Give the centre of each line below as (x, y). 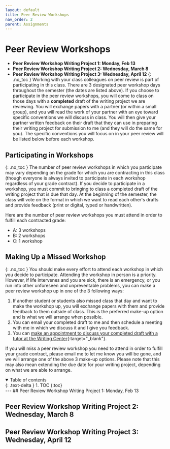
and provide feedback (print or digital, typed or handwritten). (69, 205)
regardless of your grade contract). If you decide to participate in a (75, 183)
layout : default (22, 10)
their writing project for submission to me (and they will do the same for (87, 128)
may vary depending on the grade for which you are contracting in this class (85, 173)
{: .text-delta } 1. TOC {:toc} (34, 385)
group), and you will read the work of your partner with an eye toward (85, 112)
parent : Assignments (27, 24)
